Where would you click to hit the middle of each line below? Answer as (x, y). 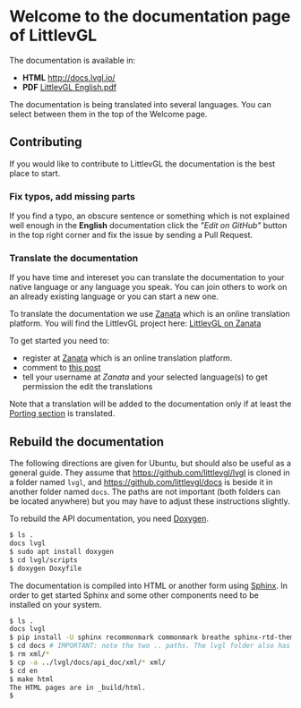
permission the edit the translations (87, 387)
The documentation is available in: (73, 60)
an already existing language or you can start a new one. (114, 296)
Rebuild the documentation (86, 442)
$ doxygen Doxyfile (46, 568)
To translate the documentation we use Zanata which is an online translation (150, 314)
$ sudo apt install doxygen (62, 551)
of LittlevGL (53, 35)
